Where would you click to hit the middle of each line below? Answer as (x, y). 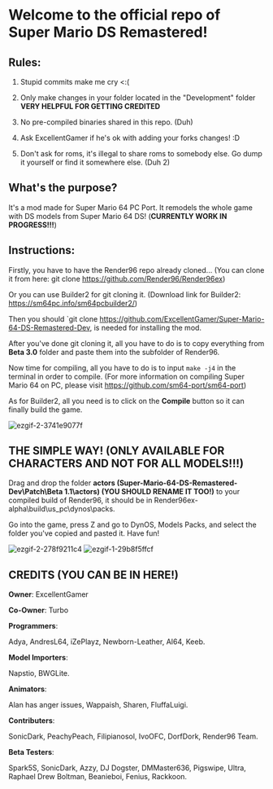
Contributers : (32, 721)
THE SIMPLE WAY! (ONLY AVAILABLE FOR (117, 451)
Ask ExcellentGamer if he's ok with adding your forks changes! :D (130, 138)
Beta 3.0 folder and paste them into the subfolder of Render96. (114, 352)
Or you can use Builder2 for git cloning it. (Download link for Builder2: (125, 294)
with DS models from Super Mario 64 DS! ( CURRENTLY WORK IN (118, 216)
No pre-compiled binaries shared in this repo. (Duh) (106, 122)
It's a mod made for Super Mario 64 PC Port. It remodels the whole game (131, 207)
